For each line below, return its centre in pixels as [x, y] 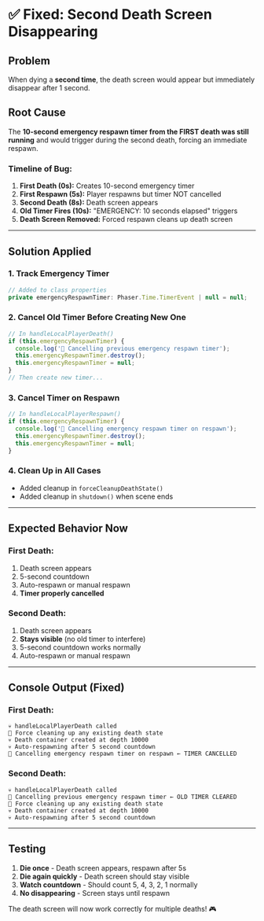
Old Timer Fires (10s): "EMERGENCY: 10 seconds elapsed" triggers [128, 211]
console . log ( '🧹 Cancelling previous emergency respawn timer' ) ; [123, 348]
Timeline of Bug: [40, 168]
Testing [27, 849]
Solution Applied [50, 251]
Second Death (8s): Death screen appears [89, 203]
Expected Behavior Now [68, 529]
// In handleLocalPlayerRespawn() [65, 414]
